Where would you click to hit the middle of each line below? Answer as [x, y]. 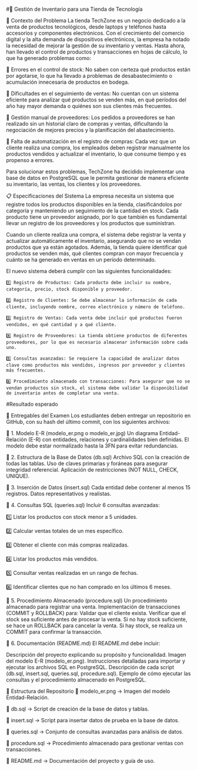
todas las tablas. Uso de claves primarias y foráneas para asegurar [87, 463]
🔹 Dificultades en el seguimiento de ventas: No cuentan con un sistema [93, 93]
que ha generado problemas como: [49, 58]
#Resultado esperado [32, 404]
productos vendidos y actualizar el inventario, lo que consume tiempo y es [96, 154]
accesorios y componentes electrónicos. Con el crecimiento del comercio [96, 33]
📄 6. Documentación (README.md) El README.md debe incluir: [83, 643]
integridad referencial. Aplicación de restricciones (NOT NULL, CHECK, [92, 470]
